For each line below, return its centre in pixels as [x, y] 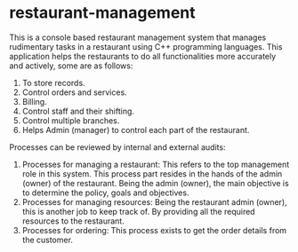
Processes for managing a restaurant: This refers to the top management [156, 164]
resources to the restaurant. [73, 221]
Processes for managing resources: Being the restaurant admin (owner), [154, 201]
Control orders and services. [74, 92]
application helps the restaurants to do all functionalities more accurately [143, 56]
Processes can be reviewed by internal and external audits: [117, 147]
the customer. [48, 240]
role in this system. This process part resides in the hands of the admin [152, 173]
